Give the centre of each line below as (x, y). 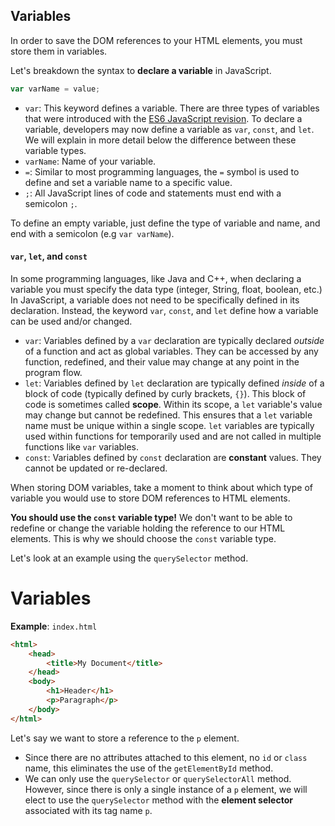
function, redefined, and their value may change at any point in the (162, 361)
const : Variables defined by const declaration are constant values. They (173, 457)
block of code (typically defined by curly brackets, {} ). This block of (165, 393)
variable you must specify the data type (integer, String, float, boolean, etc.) (166, 289)
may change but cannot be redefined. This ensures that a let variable (168, 415)
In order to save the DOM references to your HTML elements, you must (156, 40)
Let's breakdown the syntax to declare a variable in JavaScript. (141, 70)
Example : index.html (54, 626)
